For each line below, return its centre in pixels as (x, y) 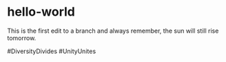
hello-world (41, 12)
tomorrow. (22, 37)
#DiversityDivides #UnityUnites (52, 51)
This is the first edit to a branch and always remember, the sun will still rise (113, 31)
